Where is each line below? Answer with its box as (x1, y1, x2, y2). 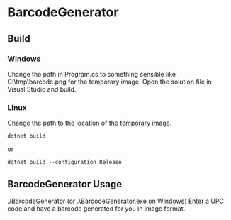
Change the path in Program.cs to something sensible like (7, 70, 176, 78)
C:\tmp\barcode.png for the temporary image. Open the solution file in (7, 77, 213, 86)
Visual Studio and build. (7, 84, 77, 93)
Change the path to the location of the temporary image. (7, 119, 172, 128)
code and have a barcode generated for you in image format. (7, 204, 186, 213)
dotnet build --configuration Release (7, 159, 122, 166)
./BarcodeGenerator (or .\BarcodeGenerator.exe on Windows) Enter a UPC (7, 197, 225, 205)
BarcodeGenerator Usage (7, 178, 123, 190)
